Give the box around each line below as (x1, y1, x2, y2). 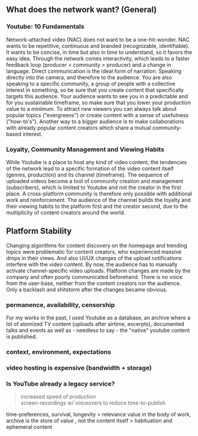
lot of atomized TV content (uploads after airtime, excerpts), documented (6, 320, 184, 328)
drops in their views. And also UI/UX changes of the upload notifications (6, 254, 182, 261)
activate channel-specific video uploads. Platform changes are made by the (6, 267, 191, 274)
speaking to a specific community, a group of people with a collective (6, 80, 176, 87)
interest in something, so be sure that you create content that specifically (6, 86, 184, 94)
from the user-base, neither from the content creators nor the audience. (6, 280, 181, 287)
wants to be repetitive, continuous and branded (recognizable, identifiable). (6, 42, 190, 49)
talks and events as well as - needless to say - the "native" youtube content (6, 327, 190, 334)
